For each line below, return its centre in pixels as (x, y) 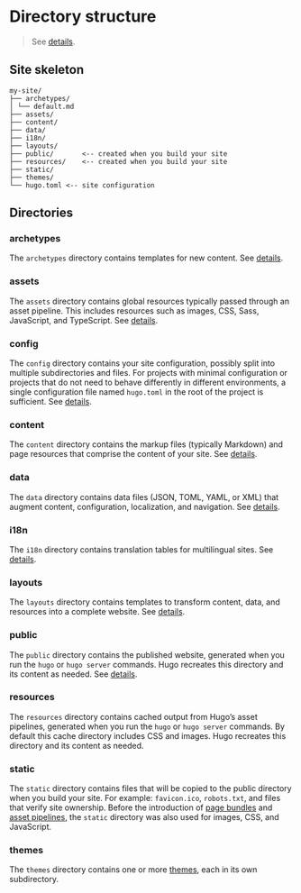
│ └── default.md (42, 106)
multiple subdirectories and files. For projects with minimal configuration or (149, 373)
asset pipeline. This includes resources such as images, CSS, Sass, (134, 310)
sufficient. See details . (50, 402)
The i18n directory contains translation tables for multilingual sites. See (141, 549)
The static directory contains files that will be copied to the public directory (150, 788)
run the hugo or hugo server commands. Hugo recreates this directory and (146, 664)
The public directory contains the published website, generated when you (147, 654)
